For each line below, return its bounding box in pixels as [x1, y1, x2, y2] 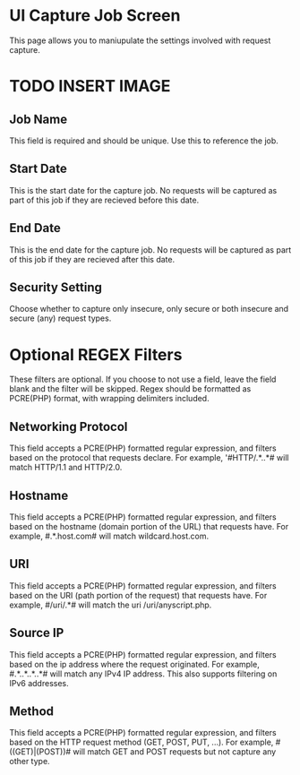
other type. [9, 756, 51, 767]
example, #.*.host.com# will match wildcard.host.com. [9, 530, 210, 541]
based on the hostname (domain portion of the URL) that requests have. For [9, 521, 289, 531]
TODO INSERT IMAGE [9, 76, 171, 97]
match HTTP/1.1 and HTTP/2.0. [9, 462, 123, 473]
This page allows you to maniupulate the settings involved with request [9, 35, 271, 46]
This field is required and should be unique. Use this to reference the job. [9, 135, 279, 146]
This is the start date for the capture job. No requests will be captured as [9, 185, 278, 195]
